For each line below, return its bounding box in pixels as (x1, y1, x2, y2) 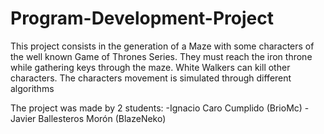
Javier (10, 112, 37, 124)
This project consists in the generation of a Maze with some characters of (10, 40, 315, 52)
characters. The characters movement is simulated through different (10, 72, 292, 84)
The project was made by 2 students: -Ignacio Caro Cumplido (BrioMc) (10, 102, 303, 114)
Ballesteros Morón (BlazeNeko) (38, 112, 167, 124)
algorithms (10, 82, 55, 94)
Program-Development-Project (10, 7, 274, 30)
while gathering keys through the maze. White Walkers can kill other (10, 61, 291, 73)
